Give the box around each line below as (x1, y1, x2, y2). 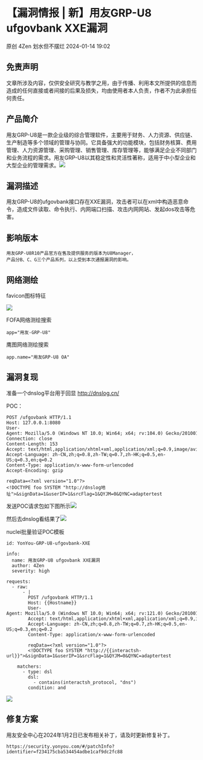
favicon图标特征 (6, 292, 47, 299)
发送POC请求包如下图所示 (6, 502, 71, 509)
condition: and (28, 684, 66, 691)
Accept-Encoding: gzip (6, 467, 63, 474)
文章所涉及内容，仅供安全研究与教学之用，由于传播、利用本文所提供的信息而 (6, 79, 197, 86)
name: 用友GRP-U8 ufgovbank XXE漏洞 (11, 557, 101, 563)
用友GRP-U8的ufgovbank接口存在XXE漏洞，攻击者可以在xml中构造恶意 (6, 198, 184, 206)
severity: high (11, 568, 50, 574)
